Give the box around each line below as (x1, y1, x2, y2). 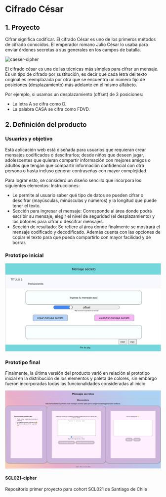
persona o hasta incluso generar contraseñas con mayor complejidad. (5, 167, 148, 174)
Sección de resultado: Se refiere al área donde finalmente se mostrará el (12, 224, 160, 230)
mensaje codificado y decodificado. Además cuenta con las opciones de (12, 229, 161, 235)
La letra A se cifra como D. (12, 101, 67, 107)
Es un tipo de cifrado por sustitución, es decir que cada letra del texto (5, 71, 147, 77)
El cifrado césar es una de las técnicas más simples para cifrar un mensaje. (5, 66, 159, 72)
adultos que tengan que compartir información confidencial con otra (5, 162, 144, 168)
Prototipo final (5, 359, 41, 366)
